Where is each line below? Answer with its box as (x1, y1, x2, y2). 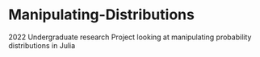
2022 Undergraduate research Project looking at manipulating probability (8, 32, 252, 42)
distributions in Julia (8, 40, 76, 50)
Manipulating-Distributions (8, 6, 195, 24)
